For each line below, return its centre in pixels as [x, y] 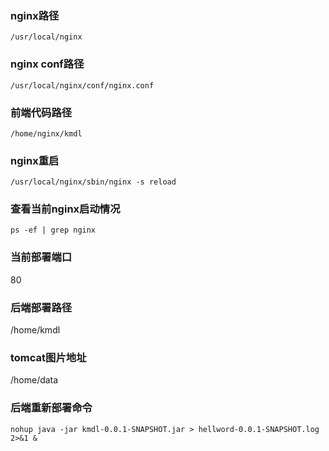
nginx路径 [35, 15]
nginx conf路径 [47, 64]
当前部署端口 [41, 257]
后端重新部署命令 [51, 408]
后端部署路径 [41, 307]
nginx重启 [35, 160]
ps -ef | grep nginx [53, 230]
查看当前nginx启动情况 [65, 209]
